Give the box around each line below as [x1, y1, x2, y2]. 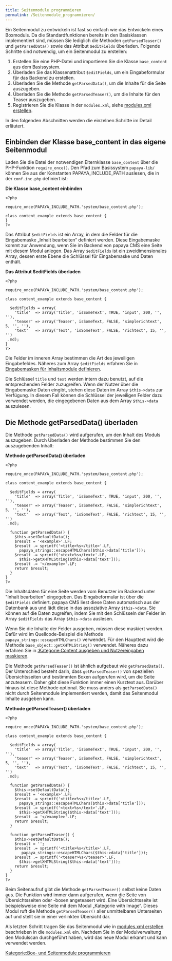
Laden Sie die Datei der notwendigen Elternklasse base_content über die [5, 159, 158, 165]
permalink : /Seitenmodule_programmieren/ [5, 12, 95, 17]
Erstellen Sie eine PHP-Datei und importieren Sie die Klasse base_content [12, 58, 167, 64]
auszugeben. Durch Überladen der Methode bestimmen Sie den [5, 437, 141, 443]
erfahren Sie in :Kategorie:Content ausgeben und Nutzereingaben [5, 648, 145, 654]
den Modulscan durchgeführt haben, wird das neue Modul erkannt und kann [5, 934, 167, 940]
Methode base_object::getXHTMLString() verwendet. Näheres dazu [5, 642, 148, 648]
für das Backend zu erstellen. [12, 74, 75, 81]
